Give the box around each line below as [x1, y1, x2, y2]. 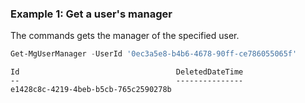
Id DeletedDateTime [10, 67, 244, 77]
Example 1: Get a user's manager [10, 7, 173, 21]
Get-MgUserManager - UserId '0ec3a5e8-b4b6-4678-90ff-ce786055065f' [10, 49, 298, 59]
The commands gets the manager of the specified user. [10, 30, 240, 42]
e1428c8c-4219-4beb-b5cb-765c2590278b [10, 85, 172, 95]
